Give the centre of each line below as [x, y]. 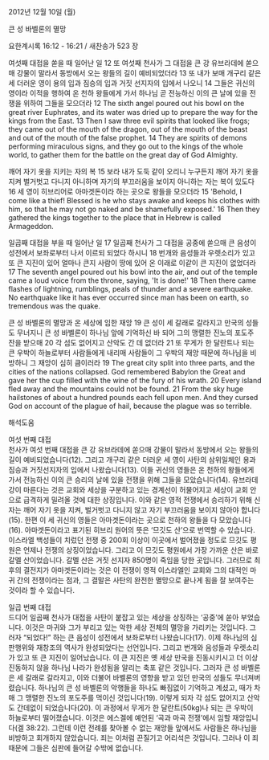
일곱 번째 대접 [30, 607]
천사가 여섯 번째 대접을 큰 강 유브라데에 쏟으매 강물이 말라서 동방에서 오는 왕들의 [134, 449]
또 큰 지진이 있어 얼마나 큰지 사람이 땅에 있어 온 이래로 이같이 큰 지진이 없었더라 [132, 263]
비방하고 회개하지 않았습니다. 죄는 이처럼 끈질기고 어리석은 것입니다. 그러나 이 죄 [134, 738]
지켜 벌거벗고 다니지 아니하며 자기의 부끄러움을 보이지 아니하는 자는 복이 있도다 [132, 182]
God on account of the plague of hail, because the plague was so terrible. [130, 406]
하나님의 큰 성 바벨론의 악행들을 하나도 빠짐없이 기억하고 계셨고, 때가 [145, 688]
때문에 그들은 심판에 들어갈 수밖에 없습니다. [76, 748]
